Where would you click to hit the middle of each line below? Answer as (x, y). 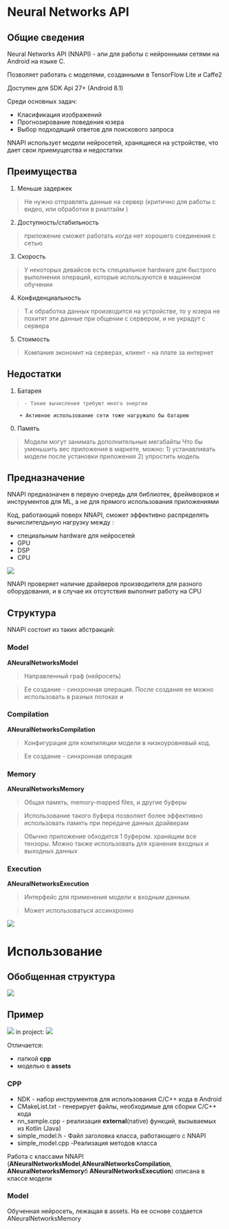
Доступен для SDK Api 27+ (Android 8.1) (65, 88)
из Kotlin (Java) (39, 1128)
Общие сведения (46, 38)
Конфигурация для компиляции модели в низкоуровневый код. (117, 742)
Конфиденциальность (49, 298)
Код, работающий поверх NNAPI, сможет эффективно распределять (108, 515)
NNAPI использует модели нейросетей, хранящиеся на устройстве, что (113, 143)
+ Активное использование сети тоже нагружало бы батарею (104, 415)
